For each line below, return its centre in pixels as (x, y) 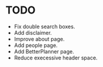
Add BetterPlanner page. (44, 51)
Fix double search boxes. (44, 26)
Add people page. (36, 45)
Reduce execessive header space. (56, 58)
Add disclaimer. (33, 32)
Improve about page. (39, 39)
